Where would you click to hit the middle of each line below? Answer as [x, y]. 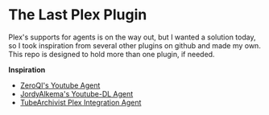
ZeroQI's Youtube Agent [60, 85]
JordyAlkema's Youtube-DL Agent [77, 93]
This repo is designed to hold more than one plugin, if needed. [112, 54]
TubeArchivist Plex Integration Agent [81, 102]
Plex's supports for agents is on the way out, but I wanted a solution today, [132, 37]
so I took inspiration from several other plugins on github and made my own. [135, 45]
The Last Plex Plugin [78, 15]
